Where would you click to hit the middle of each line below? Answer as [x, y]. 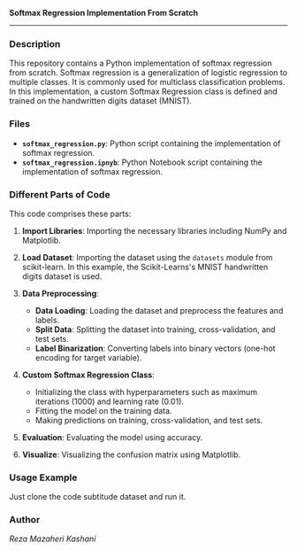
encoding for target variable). [88, 357]
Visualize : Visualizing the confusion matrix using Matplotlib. [131, 454]
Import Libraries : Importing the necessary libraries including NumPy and [154, 230]
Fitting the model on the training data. [103, 410]
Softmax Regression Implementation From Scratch [104, 13]
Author [25, 520]
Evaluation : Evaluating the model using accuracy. [112, 437]
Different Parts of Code [60, 194]
